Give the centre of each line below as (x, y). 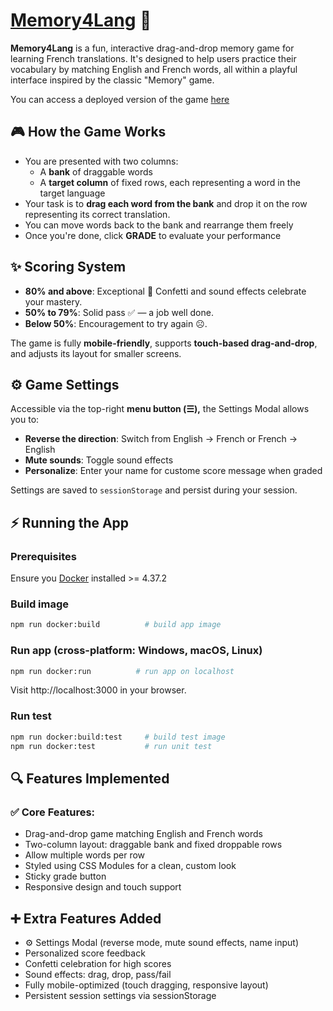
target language (72, 193)
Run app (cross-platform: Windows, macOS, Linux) (136, 651)
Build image (40, 604)
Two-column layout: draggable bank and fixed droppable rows (153, 845)
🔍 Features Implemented (90, 778)
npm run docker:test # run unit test (111, 746)
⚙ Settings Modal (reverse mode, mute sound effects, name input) (162, 942)
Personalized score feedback (85, 953)
